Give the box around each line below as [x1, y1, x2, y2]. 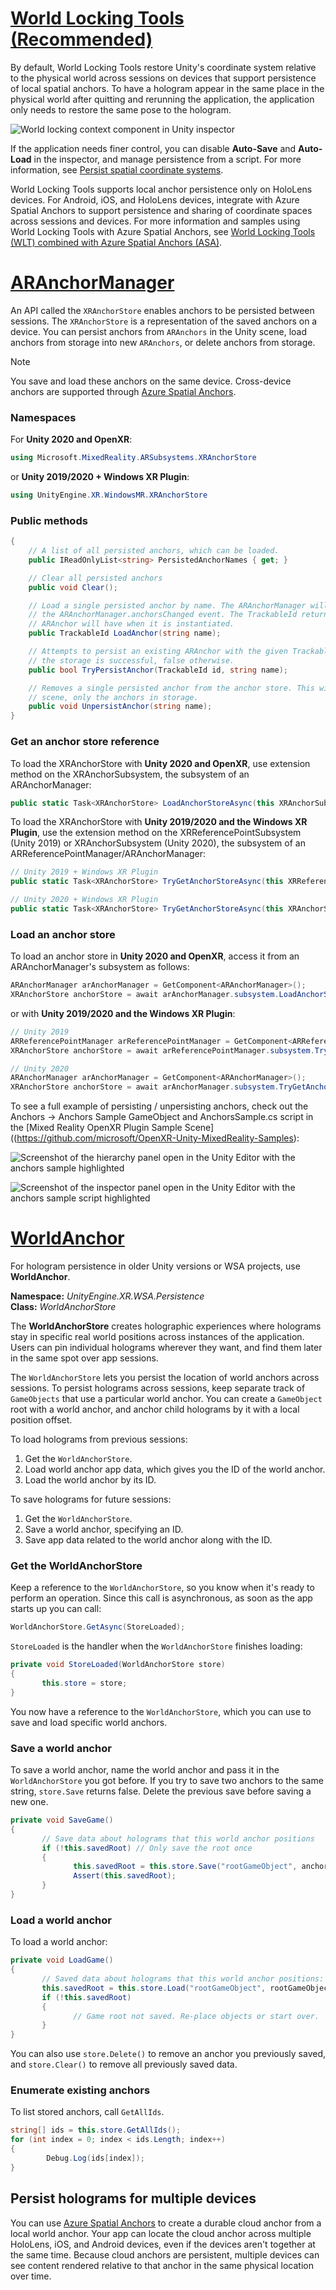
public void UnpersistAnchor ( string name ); [28, 702, 213, 712]
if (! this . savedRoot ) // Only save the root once [41, 1843, 253, 1853]
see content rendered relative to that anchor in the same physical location [10, 2259, 314, 2271]
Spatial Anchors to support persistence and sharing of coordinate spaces [10, 204, 313, 216]
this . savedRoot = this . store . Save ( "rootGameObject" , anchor [73, 1862, 329, 1872]
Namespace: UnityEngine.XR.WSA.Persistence [10, 1290, 205, 1302]
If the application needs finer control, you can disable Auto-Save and [10, 142, 297, 154]
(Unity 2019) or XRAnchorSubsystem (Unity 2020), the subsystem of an [10, 837, 306, 849]
